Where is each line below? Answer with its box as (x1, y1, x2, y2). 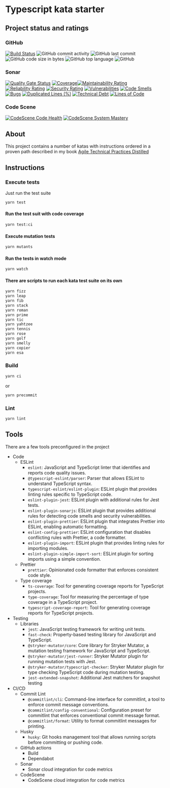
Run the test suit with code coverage (5, 211, 84, 217)
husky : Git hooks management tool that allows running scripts (27, 734, 156, 740)
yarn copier (5, 345, 30, 351)
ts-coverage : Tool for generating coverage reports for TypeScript (27, 583, 164, 589)
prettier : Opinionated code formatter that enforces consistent (27, 567, 159, 573)
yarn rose (5, 331, 26, 336)
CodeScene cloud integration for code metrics (27, 777, 125, 783)
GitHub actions (20, 744, 52, 750)
